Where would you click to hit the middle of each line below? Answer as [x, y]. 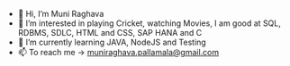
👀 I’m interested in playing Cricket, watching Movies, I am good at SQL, [150, 23]
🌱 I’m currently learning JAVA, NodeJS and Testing [112, 42]
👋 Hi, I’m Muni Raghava [61, 14]
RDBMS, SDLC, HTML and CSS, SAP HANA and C [110, 33]
